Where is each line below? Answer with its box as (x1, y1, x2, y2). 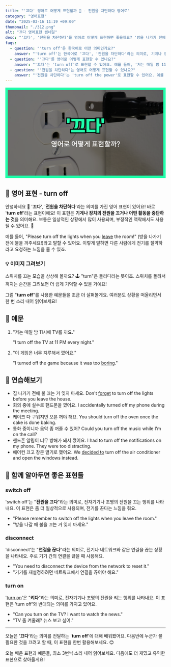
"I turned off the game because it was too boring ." (12, 360, 118, 366)
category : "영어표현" (5, 13, 47, 19)
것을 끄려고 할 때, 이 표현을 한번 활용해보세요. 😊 (18, 639, 115, 645)
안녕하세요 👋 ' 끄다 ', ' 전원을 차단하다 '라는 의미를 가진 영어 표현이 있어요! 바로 (5, 204, 155, 210)
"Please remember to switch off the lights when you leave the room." (12, 515, 157, 522)
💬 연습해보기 (5, 376, 42, 384)
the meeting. (12, 408, 40, 414)
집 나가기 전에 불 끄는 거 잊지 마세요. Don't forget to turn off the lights (12, 390, 154, 396)
